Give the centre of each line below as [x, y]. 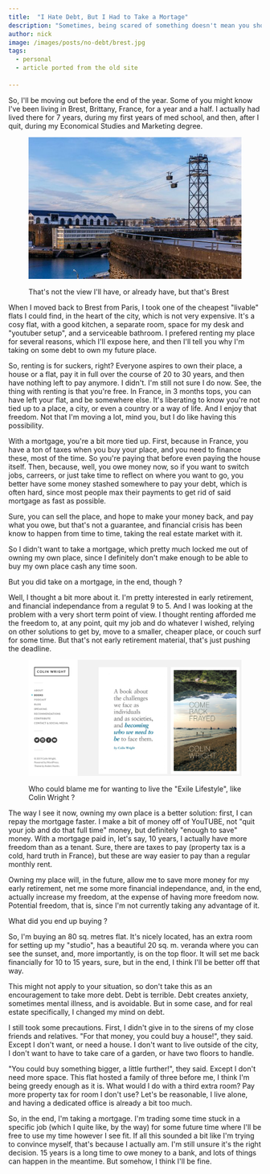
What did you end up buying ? [58, 922]
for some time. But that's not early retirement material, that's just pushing [129, 640]
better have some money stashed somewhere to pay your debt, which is [128, 484]
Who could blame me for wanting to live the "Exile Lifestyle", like [135, 789]
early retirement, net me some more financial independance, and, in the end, [135, 889]
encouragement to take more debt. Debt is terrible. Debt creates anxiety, [129, 995]
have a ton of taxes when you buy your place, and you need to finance [125, 449]
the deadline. [30, 649]
